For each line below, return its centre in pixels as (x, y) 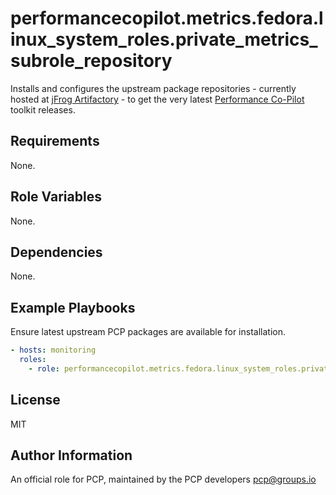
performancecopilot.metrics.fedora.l (167, 18)
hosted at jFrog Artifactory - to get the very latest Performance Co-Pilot (157, 99)
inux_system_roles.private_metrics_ (164, 39)
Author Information (71, 455)
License (35, 400)
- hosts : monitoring (53, 350)
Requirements (55, 141)
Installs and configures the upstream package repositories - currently (153, 88)
